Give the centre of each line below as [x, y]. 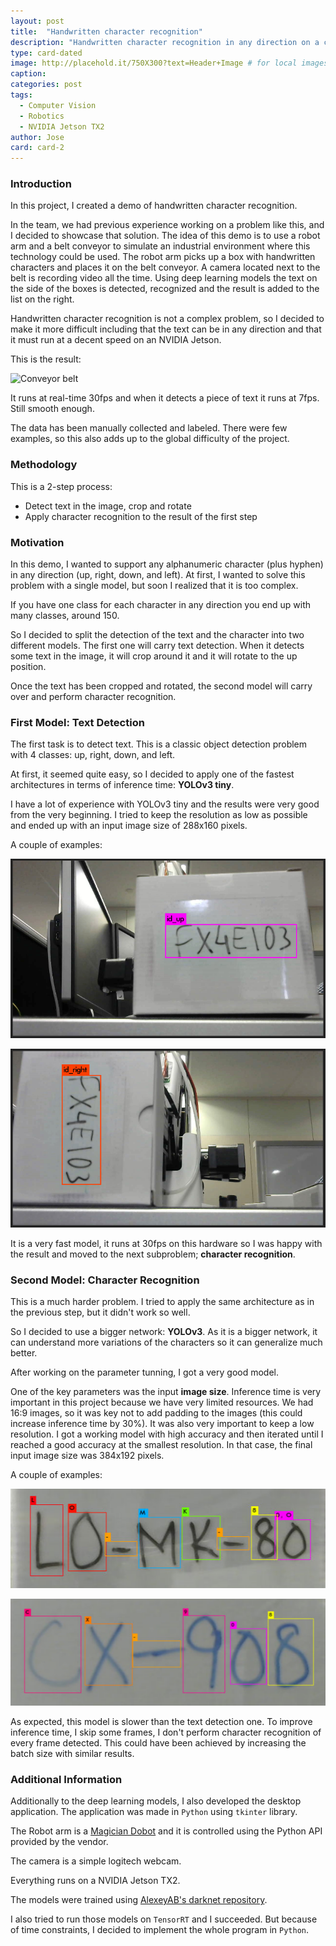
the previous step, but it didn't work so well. [100, 1312]
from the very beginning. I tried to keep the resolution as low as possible [159, 815]
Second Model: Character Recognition [105, 1280]
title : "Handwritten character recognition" [106, 31]
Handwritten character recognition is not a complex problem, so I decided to [167, 319]
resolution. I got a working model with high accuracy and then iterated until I [167, 1434]
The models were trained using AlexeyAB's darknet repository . [139, 1900]
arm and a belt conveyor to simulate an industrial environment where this [160, 246]
